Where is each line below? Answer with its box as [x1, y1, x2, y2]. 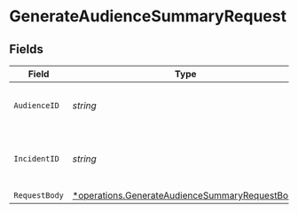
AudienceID [13, 100, 59, 110]
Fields [9, 42, 44, 57]
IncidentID [13, 154, 59, 163]
